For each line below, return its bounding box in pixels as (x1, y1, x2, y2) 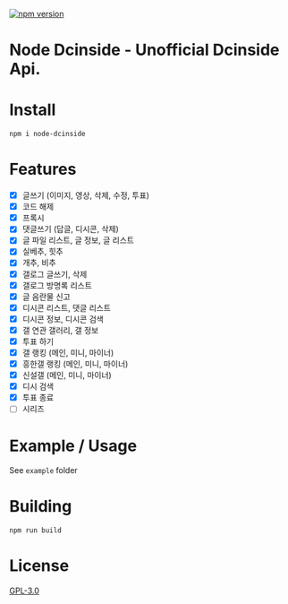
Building (9, 496, 72, 517)
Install (9, 99, 56, 120)
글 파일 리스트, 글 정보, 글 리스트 (21, 235, 134, 246)
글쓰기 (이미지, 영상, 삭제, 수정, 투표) (21, 190, 150, 201)
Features (9, 160, 77, 179)
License (9, 556, 70, 576)
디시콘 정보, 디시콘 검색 (21, 314, 105, 324)
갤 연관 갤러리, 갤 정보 (21, 324, 99, 335)
